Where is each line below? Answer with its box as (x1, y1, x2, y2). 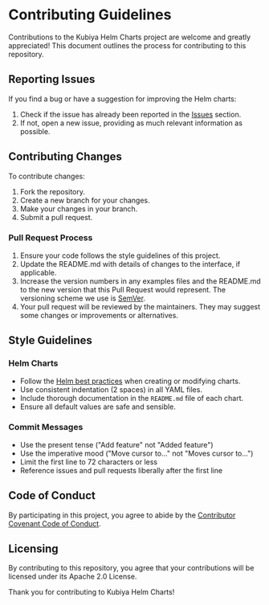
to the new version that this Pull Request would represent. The (19, 284, 226, 294)
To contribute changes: (8, 171, 86, 181)
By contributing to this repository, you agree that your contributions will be (8, 563, 255, 573)
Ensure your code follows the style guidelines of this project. (19, 251, 221, 260)
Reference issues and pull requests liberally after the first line (19, 465, 223, 475)
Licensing (8, 542, 59, 556)
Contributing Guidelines (8, 6, 172, 24)
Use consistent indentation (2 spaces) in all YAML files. (19, 384, 203, 394)
